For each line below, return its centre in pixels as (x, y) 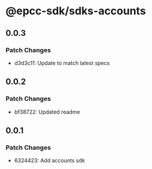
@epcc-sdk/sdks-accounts (76, 11)
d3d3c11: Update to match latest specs (62, 63)
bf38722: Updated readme (47, 112)
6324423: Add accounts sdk (49, 161)
